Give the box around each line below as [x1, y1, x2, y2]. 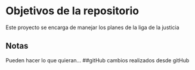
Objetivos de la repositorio [5, 4, 140, 18]
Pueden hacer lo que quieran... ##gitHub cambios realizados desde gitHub [5, 56, 190, 63]
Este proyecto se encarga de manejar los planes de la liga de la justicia [5, 24, 179, 31]
